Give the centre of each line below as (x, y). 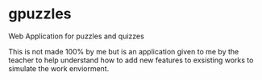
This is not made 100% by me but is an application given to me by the (124, 51)
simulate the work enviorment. (59, 68)
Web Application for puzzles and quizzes (77, 36)
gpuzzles (40, 14)
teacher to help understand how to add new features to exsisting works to (131, 60)
